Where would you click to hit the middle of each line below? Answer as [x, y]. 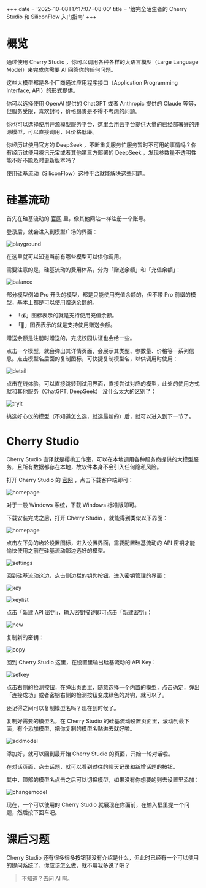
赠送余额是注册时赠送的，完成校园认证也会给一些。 [71, 338]
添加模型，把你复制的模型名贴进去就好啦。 [81, 728]
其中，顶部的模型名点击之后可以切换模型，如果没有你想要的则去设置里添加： [103, 779]
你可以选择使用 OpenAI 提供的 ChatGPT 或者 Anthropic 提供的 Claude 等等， [103, 103]
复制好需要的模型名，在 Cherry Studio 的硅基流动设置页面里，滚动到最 [95, 721]
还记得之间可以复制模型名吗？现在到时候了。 [63, 707]
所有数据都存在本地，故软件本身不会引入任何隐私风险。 [92, 467]
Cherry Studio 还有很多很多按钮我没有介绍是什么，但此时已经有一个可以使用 [103, 857]
